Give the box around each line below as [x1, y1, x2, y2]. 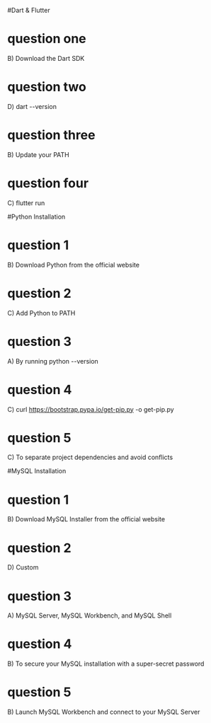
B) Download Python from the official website [7, 260, 140, 269]
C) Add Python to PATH [7, 308, 76, 317]
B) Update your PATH [7, 150, 69, 158]
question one [7, 31, 86, 47]
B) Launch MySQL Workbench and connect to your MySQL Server [7, 707, 200, 717]
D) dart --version [7, 102, 57, 110]
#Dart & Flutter [7, 6, 51, 14]
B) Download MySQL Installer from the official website [7, 515, 165, 524]
